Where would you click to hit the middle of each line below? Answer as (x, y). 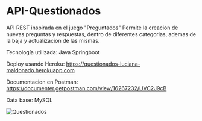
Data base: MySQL (30, 100)
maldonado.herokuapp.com (41, 70)
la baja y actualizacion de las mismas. (53, 40)
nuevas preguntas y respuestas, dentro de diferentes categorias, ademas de (101, 34)
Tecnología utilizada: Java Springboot (53, 52)
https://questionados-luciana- (103, 64)
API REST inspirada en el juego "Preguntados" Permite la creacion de (92, 28)
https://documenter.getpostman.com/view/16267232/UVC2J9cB (87, 88)
